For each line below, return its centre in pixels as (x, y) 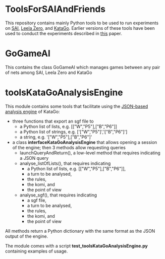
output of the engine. (27, 236)
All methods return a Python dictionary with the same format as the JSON (80, 231)
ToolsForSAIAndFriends (55, 9)
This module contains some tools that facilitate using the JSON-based (77, 106)
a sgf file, (37, 200)
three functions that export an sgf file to (53, 121)
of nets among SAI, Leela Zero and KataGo (49, 72)
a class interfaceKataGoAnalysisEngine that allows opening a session (85, 142)
